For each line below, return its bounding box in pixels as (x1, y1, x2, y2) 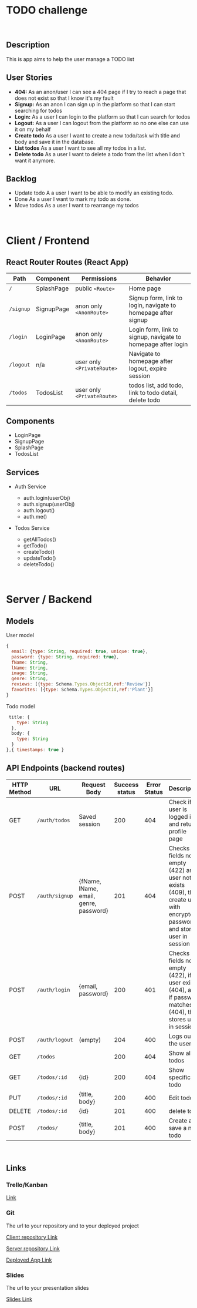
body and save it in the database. (14, 138, 96, 145)
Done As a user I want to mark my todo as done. (14, 196, 131, 203)
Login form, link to (128, 325, 179, 334)
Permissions (81, 274, 117, 283)
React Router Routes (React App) (6, 257, 129, 267)
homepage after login (128, 340, 188, 348)
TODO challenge (6, 4, 88, 17)
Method (9, 788, 32, 796)
